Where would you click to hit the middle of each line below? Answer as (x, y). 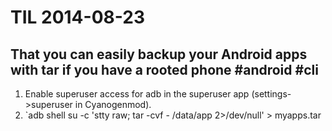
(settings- (271, 94)
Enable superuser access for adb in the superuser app (137, 94)
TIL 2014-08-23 (77, 17)
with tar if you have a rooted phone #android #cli (164, 69)
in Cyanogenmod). (113, 104)
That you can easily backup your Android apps (159, 54)
